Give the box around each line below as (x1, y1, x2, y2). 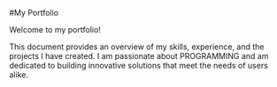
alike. (9, 69, 29, 80)
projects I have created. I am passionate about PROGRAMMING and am (9, 51, 269, 61)
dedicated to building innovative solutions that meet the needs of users (9, 61, 268, 70)
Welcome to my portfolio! (9, 25, 102, 34)
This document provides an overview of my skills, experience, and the (9, 41, 265, 52)
